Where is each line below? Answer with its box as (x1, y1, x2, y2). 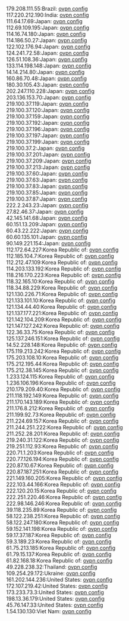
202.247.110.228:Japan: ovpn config (6, 88, 95, 94)
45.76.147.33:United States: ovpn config (6, 601, 103, 608)
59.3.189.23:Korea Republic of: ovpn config (6, 538, 112, 545)
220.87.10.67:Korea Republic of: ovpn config (6, 462, 114, 469)
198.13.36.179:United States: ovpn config (6, 595, 105, 602)
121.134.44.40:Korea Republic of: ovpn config (6, 303, 117, 310)
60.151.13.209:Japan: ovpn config (6, 221, 87, 228)
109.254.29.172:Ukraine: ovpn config (6, 570, 96, 577)
